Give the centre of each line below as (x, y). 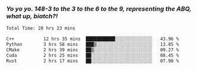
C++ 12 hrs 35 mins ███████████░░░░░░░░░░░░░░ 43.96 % (93, 39)
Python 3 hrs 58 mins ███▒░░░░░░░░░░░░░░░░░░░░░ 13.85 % (93, 45)
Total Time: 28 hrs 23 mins (41, 28)
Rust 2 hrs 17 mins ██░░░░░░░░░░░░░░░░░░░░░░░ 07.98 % (93, 61)
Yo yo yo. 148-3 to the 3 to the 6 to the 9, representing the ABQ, (99, 9)
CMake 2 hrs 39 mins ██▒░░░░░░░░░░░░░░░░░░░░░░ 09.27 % (93, 50)
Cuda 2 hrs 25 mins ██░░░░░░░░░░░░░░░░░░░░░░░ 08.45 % (93, 55)
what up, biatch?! (32, 16)
